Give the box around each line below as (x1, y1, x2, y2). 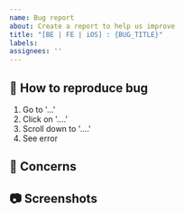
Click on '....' (22, 114, 69, 125)
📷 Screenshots (9, 190, 97, 206)
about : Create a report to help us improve (9, 22, 176, 31)
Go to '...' (22, 104, 56, 115)
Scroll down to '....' (22, 123, 92, 134)
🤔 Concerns (9, 159, 77, 174)
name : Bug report (9, 13, 75, 23)
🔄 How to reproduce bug (9, 80, 149, 96)
